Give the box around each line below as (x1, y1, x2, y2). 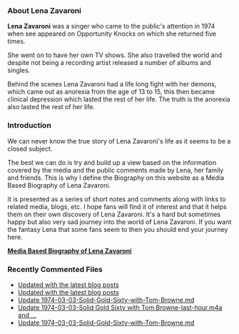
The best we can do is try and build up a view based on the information (7, 158, 217, 166)
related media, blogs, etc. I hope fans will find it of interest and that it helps (7, 202, 227, 211)
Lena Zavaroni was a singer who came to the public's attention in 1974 (7, 22, 215, 31)
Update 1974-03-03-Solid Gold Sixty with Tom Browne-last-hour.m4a (17, 303, 223, 312)
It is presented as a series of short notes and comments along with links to (7, 195, 226, 203)
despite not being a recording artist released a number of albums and (7, 59, 212, 67)
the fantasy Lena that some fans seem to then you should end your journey (7, 225, 228, 233)
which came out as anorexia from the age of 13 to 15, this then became (7, 88, 215, 96)
